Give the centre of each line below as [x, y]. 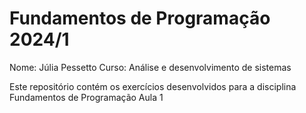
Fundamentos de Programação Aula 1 [86, 97]
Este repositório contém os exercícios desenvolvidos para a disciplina [153, 86]
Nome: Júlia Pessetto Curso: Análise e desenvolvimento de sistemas [150, 67]
